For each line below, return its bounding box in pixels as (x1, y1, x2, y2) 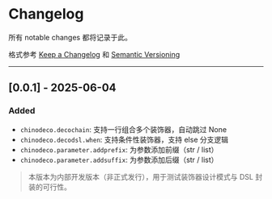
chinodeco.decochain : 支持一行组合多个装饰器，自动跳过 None (19, 124, 227, 134)
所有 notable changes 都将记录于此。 (8, 32, 132, 42)
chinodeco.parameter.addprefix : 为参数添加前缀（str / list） (19, 144, 219, 154)
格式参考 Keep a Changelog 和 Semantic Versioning (8, 49, 181, 59)
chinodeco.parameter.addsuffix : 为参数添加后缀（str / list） (19, 155, 219, 164)
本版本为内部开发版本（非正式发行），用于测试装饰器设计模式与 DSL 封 (28, 172, 263, 181)
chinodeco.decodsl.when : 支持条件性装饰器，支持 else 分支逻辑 (19, 135, 229, 144)
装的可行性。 (28, 182, 71, 192)
